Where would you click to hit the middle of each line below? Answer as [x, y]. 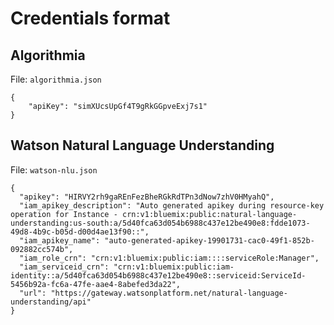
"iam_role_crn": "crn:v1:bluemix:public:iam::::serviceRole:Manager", [169, 258]
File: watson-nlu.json [54, 169]
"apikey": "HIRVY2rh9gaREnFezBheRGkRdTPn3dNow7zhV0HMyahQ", [147, 197]
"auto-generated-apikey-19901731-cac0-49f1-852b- [209, 240]
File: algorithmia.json [56, 79]
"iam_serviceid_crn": [64, 267]
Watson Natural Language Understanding [142, 145]
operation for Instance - [64, 214]
